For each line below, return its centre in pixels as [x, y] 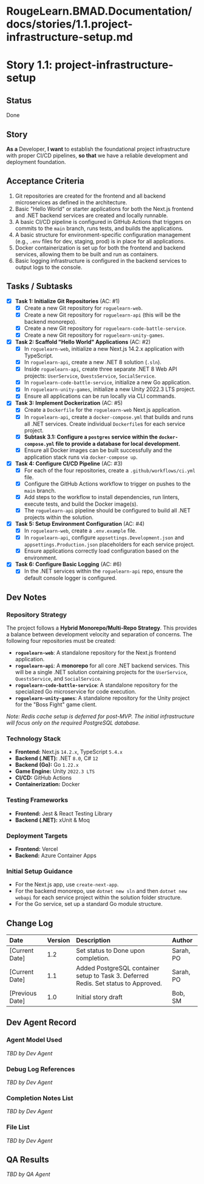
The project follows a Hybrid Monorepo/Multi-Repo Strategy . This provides [102, 628]
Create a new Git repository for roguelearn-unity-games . [94, 335]
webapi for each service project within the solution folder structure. [98, 897]
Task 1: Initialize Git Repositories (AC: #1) [67, 301]
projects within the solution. [59, 517]
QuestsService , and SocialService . [58, 679]
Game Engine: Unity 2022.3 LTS [55, 771]
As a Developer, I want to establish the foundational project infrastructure [98, 149]
